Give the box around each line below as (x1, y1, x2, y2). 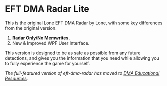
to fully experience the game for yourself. (5, 60, 90, 66)
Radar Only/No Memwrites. (12, 35, 70, 41)
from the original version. (5, 25, 57, 31)
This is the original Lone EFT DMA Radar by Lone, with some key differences (5, 20, 163, 26)
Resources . (5, 75, 28, 81)
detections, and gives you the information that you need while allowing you (5, 55, 160, 61)
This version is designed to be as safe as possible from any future (5, 50, 141, 56)
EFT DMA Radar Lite (5, 3, 90, 15)
